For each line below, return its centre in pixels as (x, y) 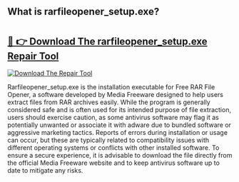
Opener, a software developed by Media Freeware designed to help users (115, 95)
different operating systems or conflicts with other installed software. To (113, 148)
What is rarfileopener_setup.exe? (83, 12)
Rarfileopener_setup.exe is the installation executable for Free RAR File (111, 87)
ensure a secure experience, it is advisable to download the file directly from (120, 155)
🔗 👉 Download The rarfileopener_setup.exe (108, 41)
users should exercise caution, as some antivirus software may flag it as (113, 117)
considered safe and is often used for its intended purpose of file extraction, (119, 110)
